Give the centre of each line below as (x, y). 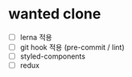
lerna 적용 (36, 37)
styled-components (53, 56)
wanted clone (55, 14)
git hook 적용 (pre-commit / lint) (72, 47)
